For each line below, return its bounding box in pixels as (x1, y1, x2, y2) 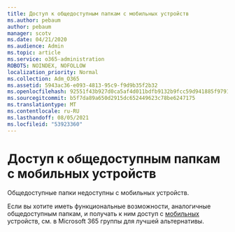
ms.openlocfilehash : (7, 88, 68, 95)
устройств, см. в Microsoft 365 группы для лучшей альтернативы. (7, 217, 204, 226)
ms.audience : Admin (7, 43, 64, 50)
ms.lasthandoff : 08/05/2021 (7, 114, 90, 121)
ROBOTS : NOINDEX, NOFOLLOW (7, 62, 86, 69)
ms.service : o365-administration (7, 56, 105, 63)
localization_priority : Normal (7, 68, 99, 75)
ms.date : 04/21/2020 (7, 36, 68, 43)
